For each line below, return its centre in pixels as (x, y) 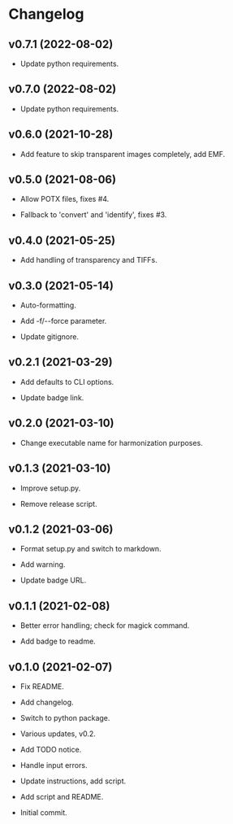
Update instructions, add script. (73, 781)
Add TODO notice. (51, 749)
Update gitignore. (50, 337)
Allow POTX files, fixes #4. (65, 199)
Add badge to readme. (58, 641)
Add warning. (43, 565)
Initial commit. (43, 812)
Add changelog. (47, 702)
